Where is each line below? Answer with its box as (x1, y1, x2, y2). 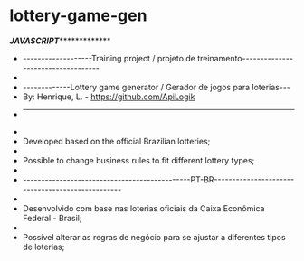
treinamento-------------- (197, 52, 294, 63)
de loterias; (22, 241, 65, 252)
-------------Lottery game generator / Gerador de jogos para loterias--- (22, 81, 291, 92)
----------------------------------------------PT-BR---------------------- (22, 173, 295, 185)
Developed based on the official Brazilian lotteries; (22, 135, 211, 146)
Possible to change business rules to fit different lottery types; (22, 154, 255, 165)
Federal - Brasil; (22, 212, 82, 223)
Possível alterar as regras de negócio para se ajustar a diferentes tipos (22, 231, 287, 242)
